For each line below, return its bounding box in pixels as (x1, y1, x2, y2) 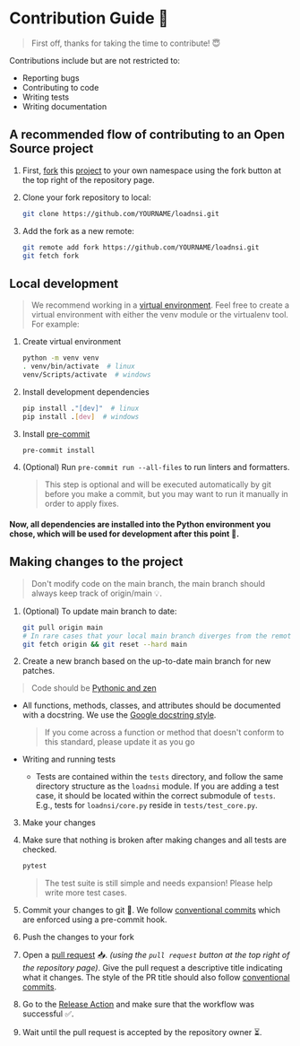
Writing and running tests (21, 754, 116, 765)
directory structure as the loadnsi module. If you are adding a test (35, 780, 279, 792)
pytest (21, 861, 47, 871)
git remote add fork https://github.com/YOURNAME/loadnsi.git (21, 242, 260, 252)
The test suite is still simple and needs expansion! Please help (44, 878, 273, 889)
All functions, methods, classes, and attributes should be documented (21, 700, 281, 711)
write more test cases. (44, 887, 127, 898)
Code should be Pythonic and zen (30, 683, 157, 693)
